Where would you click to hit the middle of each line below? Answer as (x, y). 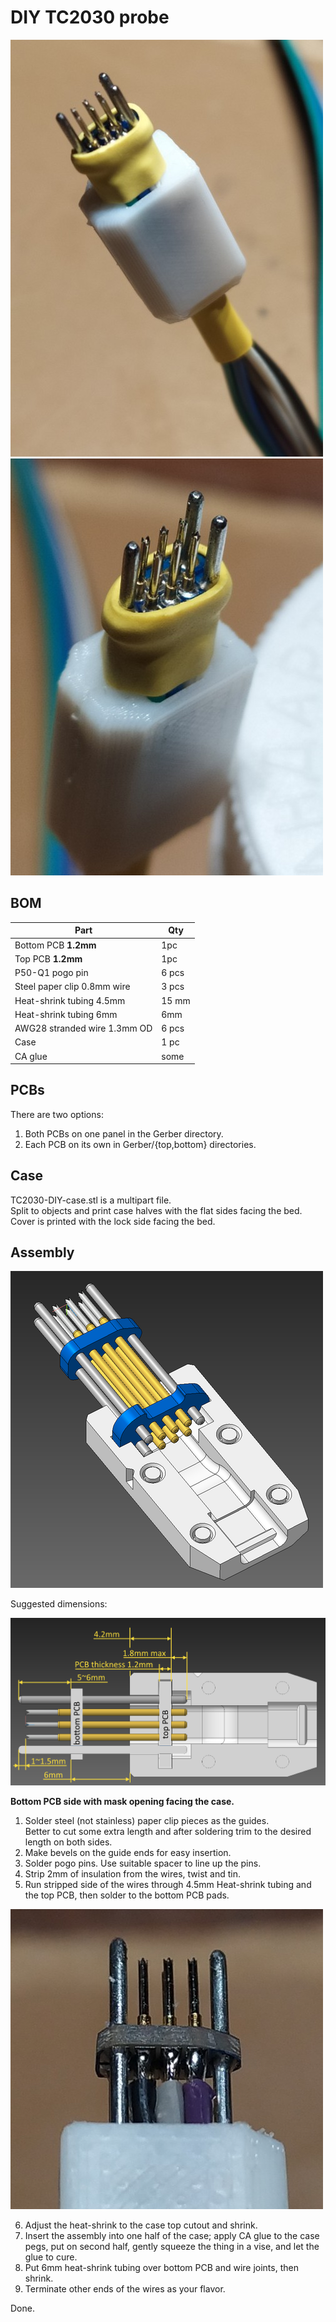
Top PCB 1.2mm (48, 958)
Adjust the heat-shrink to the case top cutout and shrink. (141, 2225)
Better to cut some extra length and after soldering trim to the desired (168, 1832)
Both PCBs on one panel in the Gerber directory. (124, 1133)
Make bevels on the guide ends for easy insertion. (128, 1853)
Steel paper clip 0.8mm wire (72, 987)
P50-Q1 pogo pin (51, 972)
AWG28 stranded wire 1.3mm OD (83, 1028)
